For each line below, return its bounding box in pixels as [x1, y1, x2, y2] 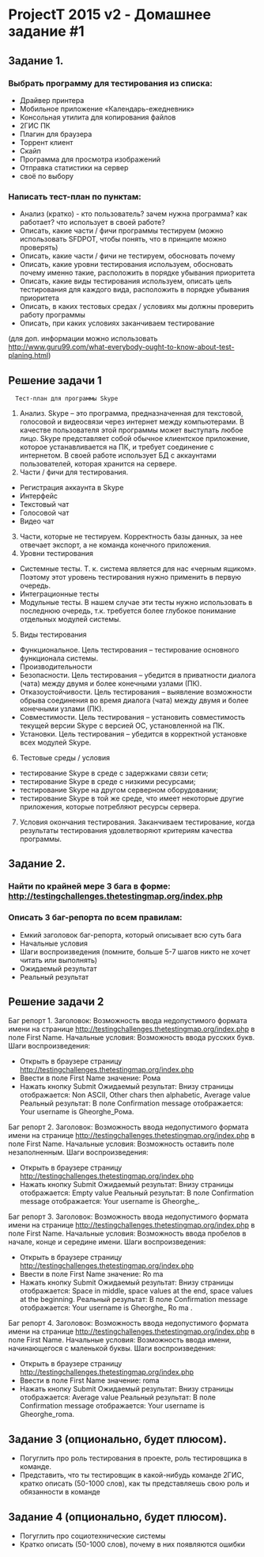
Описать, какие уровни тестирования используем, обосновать [19, 260, 233, 269]
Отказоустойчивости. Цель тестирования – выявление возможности [19, 687, 253, 696]
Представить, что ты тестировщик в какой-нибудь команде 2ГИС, [19, 1471, 244, 1480]
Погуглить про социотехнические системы [19, 1531, 166, 1541]
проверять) [19, 243, 58, 253]
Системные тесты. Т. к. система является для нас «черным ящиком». [19, 564, 257, 573]
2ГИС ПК [19, 120, 51, 130]
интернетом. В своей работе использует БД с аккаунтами [19, 450, 217, 460]
